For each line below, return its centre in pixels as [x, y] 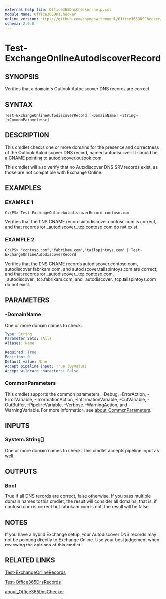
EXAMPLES [23, 188]
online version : [22, 19]
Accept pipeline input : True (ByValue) [46, 366]
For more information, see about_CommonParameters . [96, 410]
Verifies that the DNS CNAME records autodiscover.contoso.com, [72, 264]
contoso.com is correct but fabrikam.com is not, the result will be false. [78, 507]
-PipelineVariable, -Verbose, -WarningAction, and [77, 405]
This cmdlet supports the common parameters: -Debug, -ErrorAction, [76, 394]
